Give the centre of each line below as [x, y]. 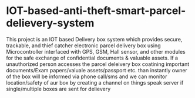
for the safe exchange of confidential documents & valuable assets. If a [92, 58]
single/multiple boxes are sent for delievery [58, 89]
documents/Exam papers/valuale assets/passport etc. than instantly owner [97, 70]
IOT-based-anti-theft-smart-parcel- [96, 11]
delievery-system [50, 23]
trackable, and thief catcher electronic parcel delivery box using [83, 45]
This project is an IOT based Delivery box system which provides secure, [94, 39]
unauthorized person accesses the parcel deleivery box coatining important [98, 64]
